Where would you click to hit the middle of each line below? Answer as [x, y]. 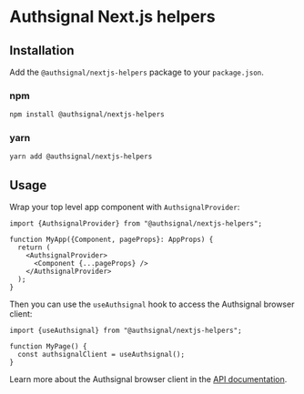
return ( [34, 248]
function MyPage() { [49, 347]
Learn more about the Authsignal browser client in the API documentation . [148, 379]
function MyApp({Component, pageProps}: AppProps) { [111, 240]
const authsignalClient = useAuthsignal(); [101, 355]
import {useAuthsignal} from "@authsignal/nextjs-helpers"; [126, 331]
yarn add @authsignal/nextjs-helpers [81, 157]
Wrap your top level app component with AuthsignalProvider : [125, 207]
